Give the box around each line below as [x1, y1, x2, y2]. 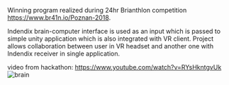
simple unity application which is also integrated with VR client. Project [7, 34, 214, 43]
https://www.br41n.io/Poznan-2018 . [7, 13, 111, 22]
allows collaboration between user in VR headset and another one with [7, 42, 214, 50]
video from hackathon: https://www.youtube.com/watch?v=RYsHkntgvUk [7, 63, 222, 71]
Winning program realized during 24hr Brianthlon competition [7, 6, 187, 14]
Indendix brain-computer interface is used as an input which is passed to [7, 27, 221, 35]
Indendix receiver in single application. [7, 49, 121, 58]
